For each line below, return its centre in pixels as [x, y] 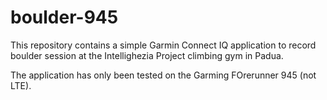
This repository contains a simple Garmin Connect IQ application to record [163, 45]
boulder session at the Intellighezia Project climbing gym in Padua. [147, 55]
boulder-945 [64, 17]
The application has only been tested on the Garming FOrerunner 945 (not [163, 75]
